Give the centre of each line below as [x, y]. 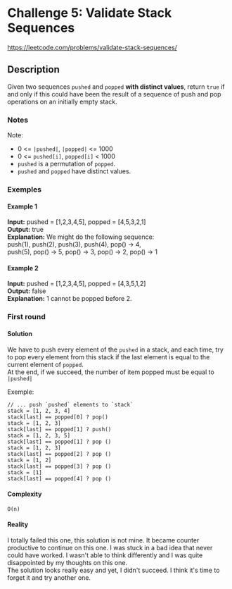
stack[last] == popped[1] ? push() [59, 429]
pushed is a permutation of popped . [66, 164]
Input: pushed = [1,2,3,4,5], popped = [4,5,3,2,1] [77, 222]
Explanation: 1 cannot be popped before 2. [70, 299]
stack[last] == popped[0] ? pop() [58, 417]
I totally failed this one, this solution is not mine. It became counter [103, 540]
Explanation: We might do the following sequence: [81, 237]
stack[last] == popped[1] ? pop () [59, 442]
